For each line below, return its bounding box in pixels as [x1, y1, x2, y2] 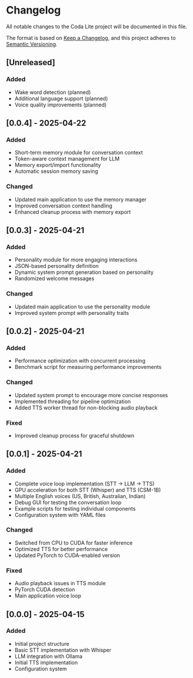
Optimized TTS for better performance [14, 545, 108, 552]
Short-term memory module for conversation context [14, 149, 143, 156]
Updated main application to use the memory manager [14, 196, 147, 203]
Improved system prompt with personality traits [14, 309, 129, 316]
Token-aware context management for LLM [14, 155, 120, 162]
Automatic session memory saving [14, 168, 99, 175]
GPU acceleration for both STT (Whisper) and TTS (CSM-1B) [14, 486, 161, 494]
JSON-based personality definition [14, 263, 99, 270]
